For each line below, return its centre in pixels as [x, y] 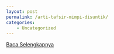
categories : [20, 22]
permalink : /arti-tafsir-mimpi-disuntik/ [57, 17]
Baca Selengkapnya [30, 45]
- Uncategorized [37, 28]
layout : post [22, 11]
